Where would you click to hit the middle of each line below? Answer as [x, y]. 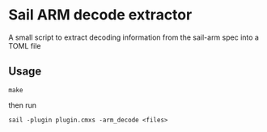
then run [23, 105]
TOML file [25, 45]
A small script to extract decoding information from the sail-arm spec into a [133, 37]
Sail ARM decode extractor [100, 15]
